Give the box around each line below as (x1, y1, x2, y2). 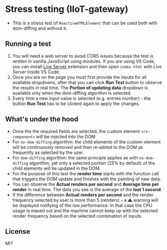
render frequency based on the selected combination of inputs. (12, 213, 143, 219)
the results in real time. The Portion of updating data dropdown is (12, 85, 148, 91)
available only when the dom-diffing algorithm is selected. (12, 90, 132, 96)
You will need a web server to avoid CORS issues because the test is (12, 53, 154, 59)
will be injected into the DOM (36, 133, 96, 139)
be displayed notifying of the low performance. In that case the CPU (12, 202, 153, 208)
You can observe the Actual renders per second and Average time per (12, 181, 160, 187)
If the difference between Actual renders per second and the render (12, 192, 154, 198)
